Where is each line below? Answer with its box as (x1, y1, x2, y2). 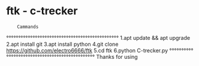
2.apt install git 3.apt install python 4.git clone (6, 40, 119, 48)
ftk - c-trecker (6, 4, 78, 18)
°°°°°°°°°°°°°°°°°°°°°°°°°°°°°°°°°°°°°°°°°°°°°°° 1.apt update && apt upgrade (6, 34, 191, 41)
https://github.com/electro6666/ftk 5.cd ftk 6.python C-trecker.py (6, 46, 168, 54)
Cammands (17, 24, 39, 30)
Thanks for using (95, 53, 138, 60)
